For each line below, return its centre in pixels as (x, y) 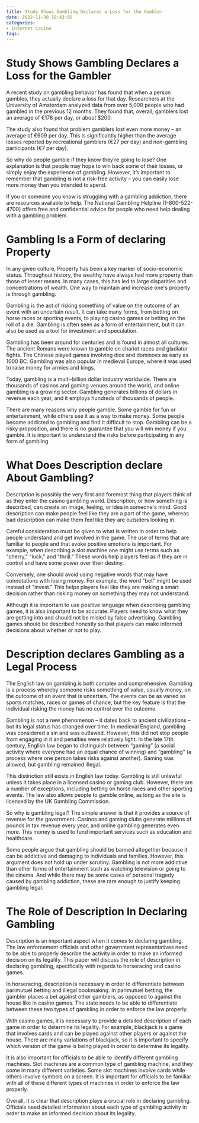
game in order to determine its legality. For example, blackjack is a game (94, 1027)
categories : (21, 23)
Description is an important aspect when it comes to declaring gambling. (95, 940)
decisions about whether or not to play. (54, 630)
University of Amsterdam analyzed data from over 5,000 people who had (95, 105)
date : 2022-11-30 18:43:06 (39, 17)
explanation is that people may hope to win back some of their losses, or (95, 166)
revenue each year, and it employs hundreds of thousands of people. (90, 398)
